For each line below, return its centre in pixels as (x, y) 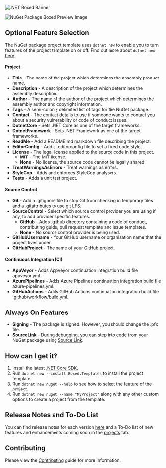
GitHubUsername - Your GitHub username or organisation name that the (87, 237)
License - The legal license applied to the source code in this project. (83, 152)
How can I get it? (31, 356)
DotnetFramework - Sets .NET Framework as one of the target (77, 131)
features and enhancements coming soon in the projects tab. (67, 432)
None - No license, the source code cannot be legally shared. (83, 162)
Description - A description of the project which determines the (78, 88)
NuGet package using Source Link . (48, 340)
